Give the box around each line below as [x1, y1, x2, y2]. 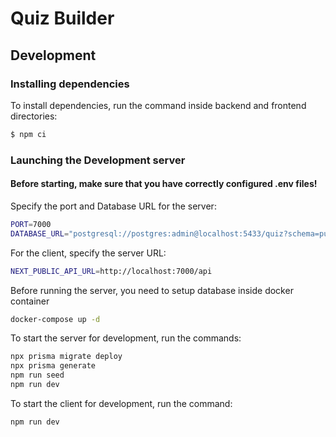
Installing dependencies [10, 77, 130, 91]
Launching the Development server [10, 153, 186, 167]
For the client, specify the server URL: [10, 247, 167, 259]
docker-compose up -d [10, 314, 101, 324]
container [10, 295, 50, 307]
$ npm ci [10, 129, 47, 139]
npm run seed [10, 370, 65, 381]
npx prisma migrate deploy [10, 352, 123, 362]
